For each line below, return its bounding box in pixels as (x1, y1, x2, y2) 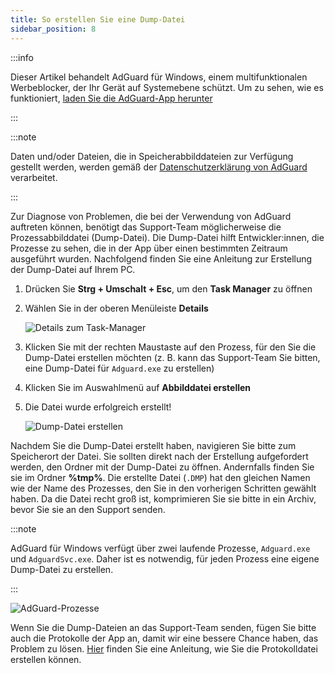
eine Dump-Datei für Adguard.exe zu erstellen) (24, 362, 215, 374)
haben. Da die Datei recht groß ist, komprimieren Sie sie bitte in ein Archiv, (10, 492, 317, 505)
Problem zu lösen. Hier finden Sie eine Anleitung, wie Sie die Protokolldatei (10, 642, 318, 655)
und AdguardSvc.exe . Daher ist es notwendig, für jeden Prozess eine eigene (10, 552, 320, 565)
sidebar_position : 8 (10, 24, 97, 34)
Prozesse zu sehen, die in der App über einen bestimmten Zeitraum (10, 242, 288, 254)
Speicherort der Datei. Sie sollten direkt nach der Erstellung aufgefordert (10, 450, 309, 462)
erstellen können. (10, 653, 82, 665)
